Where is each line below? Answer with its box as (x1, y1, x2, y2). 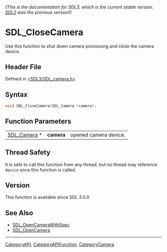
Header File (5, 63, 42, 71)
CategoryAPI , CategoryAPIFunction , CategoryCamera (5, 242, 114, 248)
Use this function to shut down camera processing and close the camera (5, 43, 154, 49)
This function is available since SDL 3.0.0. (5, 194, 90, 200)
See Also (5, 209, 33, 217)
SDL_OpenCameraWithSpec (12, 222, 70, 228)
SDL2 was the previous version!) (5, 9, 72, 15)
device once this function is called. (5, 167, 76, 172)
